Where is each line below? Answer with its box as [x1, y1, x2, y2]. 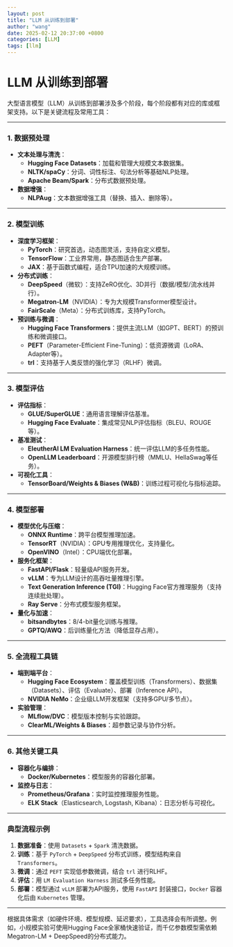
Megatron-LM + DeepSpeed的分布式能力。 [7, 932, 130, 941]
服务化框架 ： [17, 557, 54, 565]
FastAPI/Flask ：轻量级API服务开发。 [27, 565, 134, 574]
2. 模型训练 [7, 220, 44, 229]
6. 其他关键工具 [7, 747, 59, 756]
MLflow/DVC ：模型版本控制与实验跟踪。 [27, 712, 144, 720]
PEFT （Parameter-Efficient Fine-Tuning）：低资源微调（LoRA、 [27, 341, 208, 349]
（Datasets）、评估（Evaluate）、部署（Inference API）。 [27, 686, 186, 695]
